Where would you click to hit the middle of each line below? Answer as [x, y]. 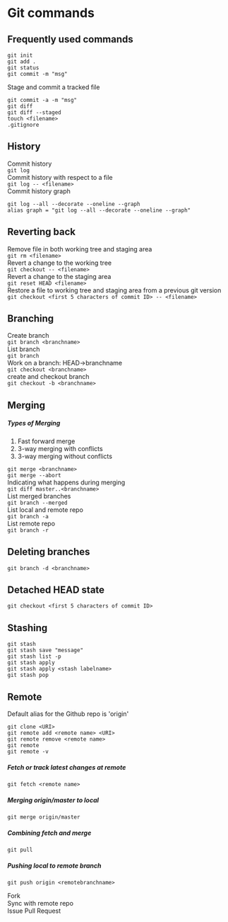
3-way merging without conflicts [65, 456]
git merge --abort [34, 475]
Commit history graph [39, 191]
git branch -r [28, 530]
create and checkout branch [48, 377]
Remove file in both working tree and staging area [80, 249]
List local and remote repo [45, 510]
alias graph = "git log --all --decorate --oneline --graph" [99, 210]
